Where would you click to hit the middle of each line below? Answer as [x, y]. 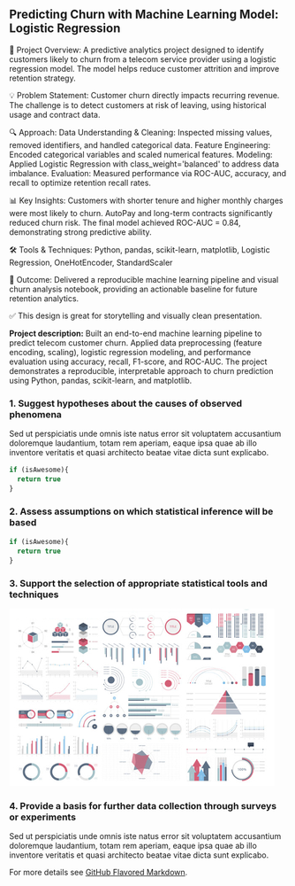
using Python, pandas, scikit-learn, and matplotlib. [101, 380]
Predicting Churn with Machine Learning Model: [144, 15]
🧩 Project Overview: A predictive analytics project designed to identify [137, 50]
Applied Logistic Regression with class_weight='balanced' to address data [144, 164]
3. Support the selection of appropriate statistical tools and [138, 583]
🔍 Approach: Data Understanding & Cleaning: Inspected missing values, [140, 132]
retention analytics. [44, 298]
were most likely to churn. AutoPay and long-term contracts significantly [141, 213]
